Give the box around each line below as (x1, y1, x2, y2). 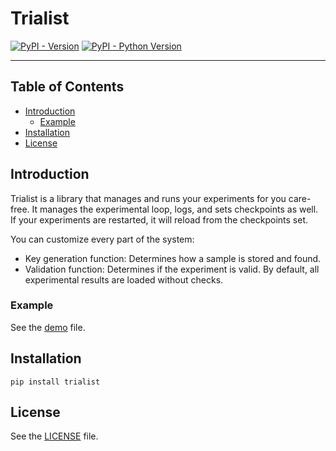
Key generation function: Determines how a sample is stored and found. (24, 252, 322, 264)
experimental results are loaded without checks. (24, 273, 224, 286)
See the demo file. (10, 321, 86, 333)
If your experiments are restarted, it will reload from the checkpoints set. (10, 213, 309, 226)
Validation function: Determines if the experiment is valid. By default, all (24, 263, 320, 275)
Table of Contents (10, 78, 125, 96)
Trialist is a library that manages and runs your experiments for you (10, 192, 287, 204)
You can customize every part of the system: (10, 233, 195, 245)
